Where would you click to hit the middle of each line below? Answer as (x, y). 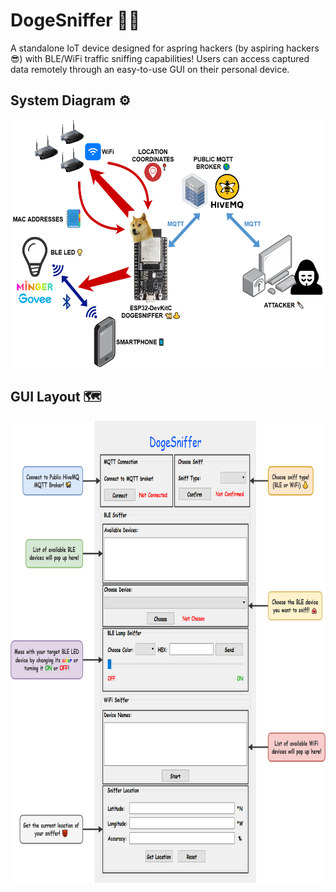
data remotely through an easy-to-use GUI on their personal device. (150, 69)
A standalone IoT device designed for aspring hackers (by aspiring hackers (165, 48)
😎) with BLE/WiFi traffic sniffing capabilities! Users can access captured (160, 58)
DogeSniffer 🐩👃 (75, 20)
